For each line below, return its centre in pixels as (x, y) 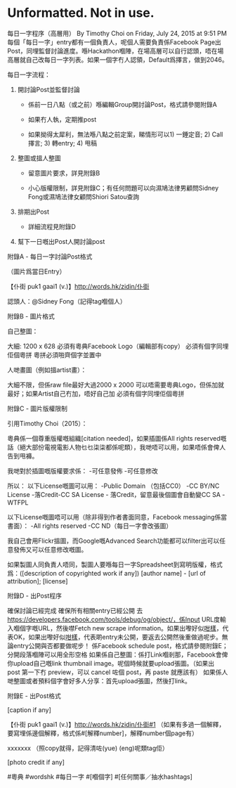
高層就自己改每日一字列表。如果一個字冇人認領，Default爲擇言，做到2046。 (118, 59)
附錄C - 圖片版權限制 (38, 408)
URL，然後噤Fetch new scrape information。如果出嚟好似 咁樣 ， (130, 628)
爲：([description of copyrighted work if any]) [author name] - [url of (106, 573)
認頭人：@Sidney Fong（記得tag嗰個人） (67, 301)
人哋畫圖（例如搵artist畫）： (47, 370)
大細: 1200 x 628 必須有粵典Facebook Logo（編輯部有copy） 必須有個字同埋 (118, 346)
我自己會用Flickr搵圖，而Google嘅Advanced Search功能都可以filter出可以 (113, 541)
